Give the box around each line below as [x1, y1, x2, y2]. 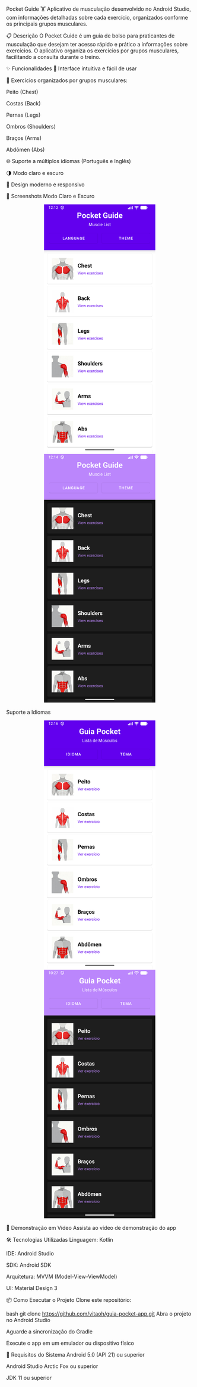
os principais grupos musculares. [6, 20, 88, 27]
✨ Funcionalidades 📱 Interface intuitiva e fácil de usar [6, 65, 137, 72]
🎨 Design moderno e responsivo [6, 181, 85, 188]
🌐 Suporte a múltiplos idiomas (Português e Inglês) [6, 158, 132, 164]
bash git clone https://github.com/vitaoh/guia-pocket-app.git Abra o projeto [6, 1310, 192, 1317]
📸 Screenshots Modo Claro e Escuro [6, 193, 95, 199]
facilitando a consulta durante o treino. [6, 54, 101, 60]
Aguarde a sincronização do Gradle [6, 1328, 93, 1335]
